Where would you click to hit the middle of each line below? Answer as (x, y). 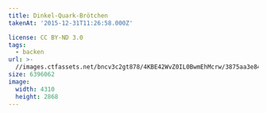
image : (19, 82)
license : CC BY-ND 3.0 (46, 37)
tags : (17, 45)
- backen (30, 53)
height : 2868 (37, 96)
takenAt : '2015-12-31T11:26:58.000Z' (71, 23)
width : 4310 (35, 89)
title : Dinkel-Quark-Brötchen (58, 16)
